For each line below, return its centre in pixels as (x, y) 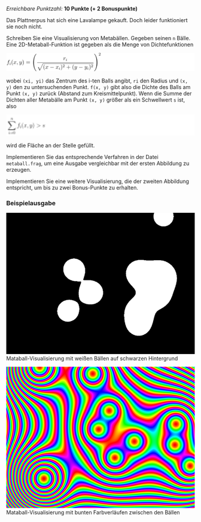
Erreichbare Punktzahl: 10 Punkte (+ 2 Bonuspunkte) (72, 9)
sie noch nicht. (25, 27)
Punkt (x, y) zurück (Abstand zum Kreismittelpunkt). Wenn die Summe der (99, 94)
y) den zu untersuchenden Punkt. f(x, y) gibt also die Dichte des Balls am (98, 87)
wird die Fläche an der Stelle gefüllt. (51, 145)
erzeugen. (19, 169)
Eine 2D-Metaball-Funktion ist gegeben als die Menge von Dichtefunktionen (100, 45)
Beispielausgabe (31, 203)
